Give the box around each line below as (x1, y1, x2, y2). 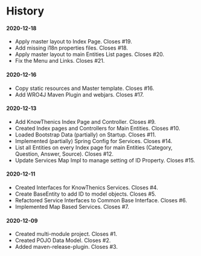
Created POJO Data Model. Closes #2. (14, 237, 111, 244)
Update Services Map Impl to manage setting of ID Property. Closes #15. (14, 156, 196, 164)
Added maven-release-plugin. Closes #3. (14, 243, 118, 251)
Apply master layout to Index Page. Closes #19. (14, 38, 133, 45)
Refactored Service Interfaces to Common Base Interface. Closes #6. (14, 197, 187, 203)
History (6, 4, 45, 18)
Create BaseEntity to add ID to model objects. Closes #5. (14, 190, 156, 197)
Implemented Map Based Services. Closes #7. (14, 203, 130, 210)
